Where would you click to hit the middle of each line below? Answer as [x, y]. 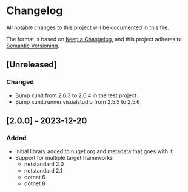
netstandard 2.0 [44, 164]
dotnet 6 [35, 177]
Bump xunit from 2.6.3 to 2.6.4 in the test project [76, 95]
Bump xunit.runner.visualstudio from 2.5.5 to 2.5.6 [78, 101]
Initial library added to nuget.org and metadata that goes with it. [95, 151]
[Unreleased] [32, 65]
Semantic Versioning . [33, 46]
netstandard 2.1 [43, 171]
